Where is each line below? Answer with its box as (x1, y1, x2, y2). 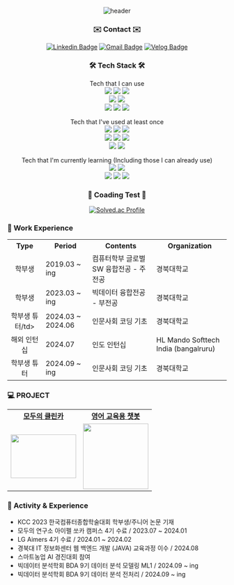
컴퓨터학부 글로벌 (92, 254, 146, 264)
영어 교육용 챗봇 (91, 411, 141, 421)
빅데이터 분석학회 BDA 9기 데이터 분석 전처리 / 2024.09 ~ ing (17, 570, 186, 578)
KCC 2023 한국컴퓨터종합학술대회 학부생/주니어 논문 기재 (17, 517, 174, 526)
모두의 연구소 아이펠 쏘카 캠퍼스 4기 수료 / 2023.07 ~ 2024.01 (17, 526, 187, 535)
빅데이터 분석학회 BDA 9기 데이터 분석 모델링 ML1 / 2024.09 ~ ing (17, 561, 198, 570)
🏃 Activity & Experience (7, 501, 88, 510)
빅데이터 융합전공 (92, 288, 146, 298)
